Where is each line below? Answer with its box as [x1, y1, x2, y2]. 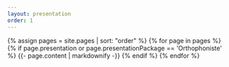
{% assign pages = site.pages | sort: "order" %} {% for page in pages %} [7, 36, 221, 44]
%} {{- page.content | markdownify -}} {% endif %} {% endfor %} [7, 51, 200, 60]
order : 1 [7, 17, 33, 24]
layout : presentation [7, 10, 72, 18]
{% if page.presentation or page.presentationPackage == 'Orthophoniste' [7, 44, 222, 52]
